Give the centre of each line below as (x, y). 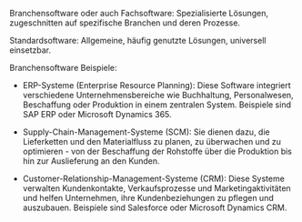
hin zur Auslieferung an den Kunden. (91, 161)
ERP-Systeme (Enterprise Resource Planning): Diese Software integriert (156, 85)
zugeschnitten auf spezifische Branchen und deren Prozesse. (125, 23)
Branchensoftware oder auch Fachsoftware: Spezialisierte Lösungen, (139, 13)
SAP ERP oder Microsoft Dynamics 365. (97, 114)
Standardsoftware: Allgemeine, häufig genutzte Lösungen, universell (138, 40)
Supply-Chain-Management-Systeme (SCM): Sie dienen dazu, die (146, 132)
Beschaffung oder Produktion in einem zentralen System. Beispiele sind (156, 105)
